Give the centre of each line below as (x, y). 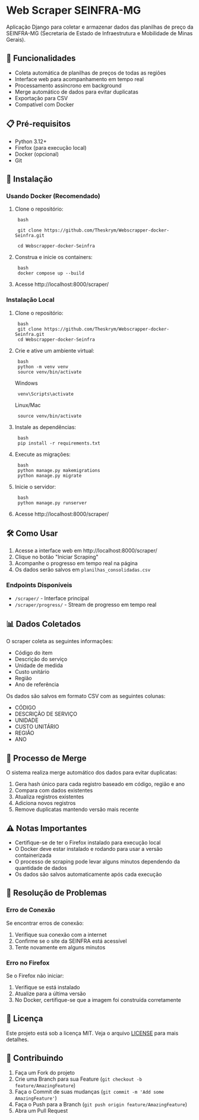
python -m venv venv (43, 367)
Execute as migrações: (43, 454)
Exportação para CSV (41, 98)
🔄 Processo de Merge (47, 758)
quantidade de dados (41, 868)
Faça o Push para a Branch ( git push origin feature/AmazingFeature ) (101, 1104)
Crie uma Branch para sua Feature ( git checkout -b (78, 1079)
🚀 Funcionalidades (41, 58)
